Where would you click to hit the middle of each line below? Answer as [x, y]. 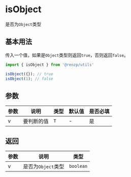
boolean [78, 166]
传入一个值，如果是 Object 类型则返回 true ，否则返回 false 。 [67, 55]
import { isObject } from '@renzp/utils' [50, 65]
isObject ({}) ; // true [29, 74]
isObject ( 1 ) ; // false [29, 79]
